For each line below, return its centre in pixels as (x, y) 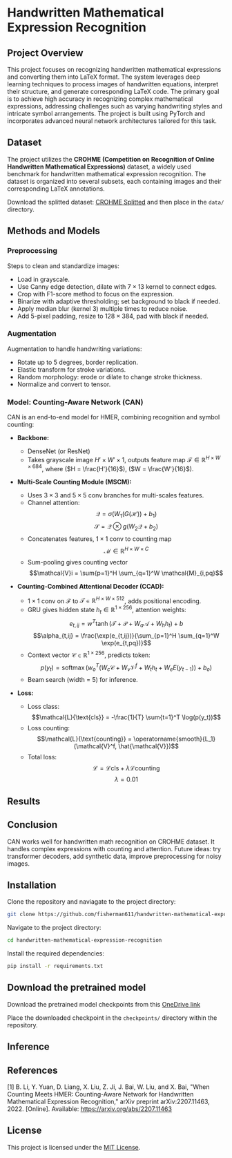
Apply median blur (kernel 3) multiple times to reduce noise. (102, 308)
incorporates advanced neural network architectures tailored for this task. (112, 121)
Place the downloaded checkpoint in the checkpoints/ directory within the (112, 1018)
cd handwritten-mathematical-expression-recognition (85, 940)
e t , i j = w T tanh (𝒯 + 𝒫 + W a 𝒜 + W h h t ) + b (126, 624)
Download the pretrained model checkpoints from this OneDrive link (104, 1004)
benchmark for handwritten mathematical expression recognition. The (107, 173)
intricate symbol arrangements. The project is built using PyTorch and (106, 113)
